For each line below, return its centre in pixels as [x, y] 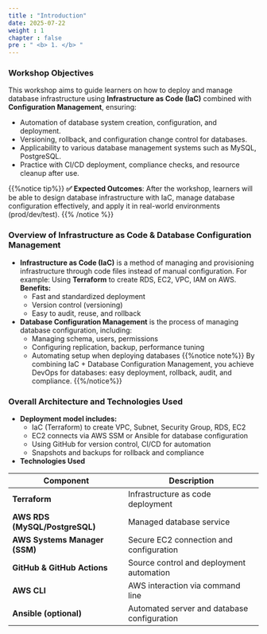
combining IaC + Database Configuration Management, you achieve [143, 364]
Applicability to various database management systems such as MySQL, [138, 148]
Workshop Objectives [51, 73]
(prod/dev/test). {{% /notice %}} [61, 215]
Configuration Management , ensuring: [72, 107]
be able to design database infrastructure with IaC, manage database [122, 198]
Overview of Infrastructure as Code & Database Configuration [130, 235]
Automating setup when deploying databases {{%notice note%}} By [143, 356]
